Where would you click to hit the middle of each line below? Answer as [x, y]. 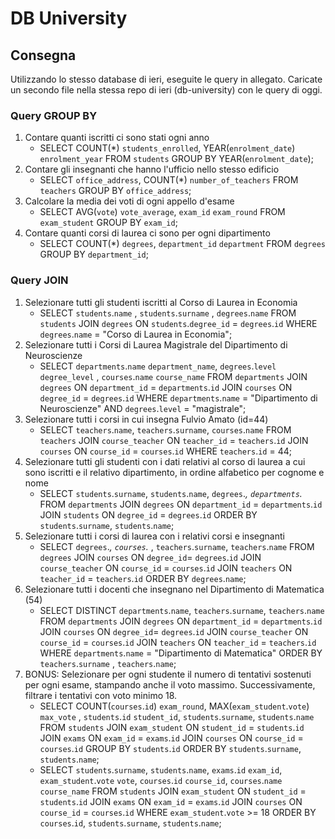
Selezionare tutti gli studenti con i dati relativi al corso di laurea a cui [165, 461]
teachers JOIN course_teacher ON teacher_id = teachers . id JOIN [174, 440]
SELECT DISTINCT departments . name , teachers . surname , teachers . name [182, 610]
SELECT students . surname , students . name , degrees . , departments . [171, 493]
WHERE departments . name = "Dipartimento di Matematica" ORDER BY [181, 653]
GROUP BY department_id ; [94, 254]
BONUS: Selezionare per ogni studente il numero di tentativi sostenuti [168, 674]
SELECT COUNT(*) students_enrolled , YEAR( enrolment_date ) [167, 148]
